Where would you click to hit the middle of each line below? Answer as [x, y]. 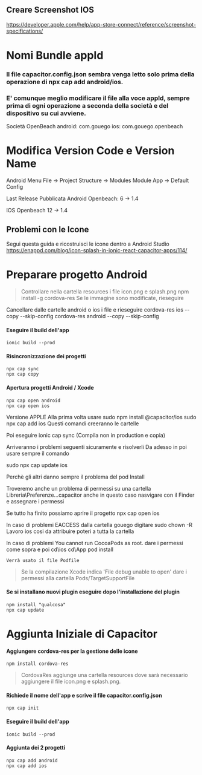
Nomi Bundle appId [55, 55]
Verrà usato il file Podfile [43, 560]
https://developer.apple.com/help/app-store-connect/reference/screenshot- [101, 24]
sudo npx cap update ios [37, 465]
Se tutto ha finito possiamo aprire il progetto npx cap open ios [83, 513]
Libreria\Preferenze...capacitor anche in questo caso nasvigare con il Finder [100, 495]
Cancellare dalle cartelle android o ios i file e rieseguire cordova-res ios [95, 309]
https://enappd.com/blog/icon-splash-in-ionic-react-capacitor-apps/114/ [97, 250]
